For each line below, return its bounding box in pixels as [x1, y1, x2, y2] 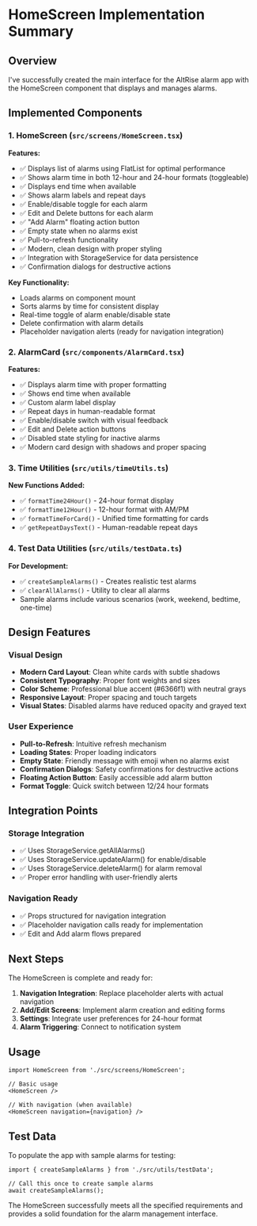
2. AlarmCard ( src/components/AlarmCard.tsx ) [8, 347, 184, 358]
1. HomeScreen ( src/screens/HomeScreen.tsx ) [8, 130, 183, 141]
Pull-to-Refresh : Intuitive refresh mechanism [19, 739, 168, 749]
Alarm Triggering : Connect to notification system [19, 1022, 182, 1032]
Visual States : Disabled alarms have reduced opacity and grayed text [19, 701, 247, 711]
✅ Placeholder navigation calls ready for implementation [19, 920, 203, 929]
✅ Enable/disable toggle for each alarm [19, 199, 148, 209]
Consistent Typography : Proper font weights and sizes [19, 676, 201, 685]
